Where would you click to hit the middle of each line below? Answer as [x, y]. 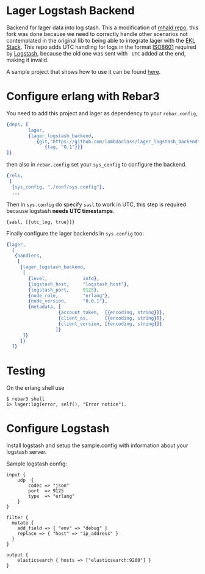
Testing [26, 371]
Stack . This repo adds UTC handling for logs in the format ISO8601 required [101, 47]
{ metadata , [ [45, 307]
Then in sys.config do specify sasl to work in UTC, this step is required [96, 204]
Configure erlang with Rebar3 [83, 97]
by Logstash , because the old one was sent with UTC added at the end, [96, 53]
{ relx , [15, 176]
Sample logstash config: [37, 464]
